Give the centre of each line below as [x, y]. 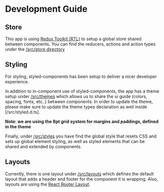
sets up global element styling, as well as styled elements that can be [75, 141]
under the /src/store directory [35, 49]
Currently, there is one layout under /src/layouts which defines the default [80, 174]
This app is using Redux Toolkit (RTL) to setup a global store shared [73, 39]
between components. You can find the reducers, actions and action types [80, 44]
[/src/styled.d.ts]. [23, 112]
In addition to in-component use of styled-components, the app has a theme [82, 91]
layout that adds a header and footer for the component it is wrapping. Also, [82, 179]
